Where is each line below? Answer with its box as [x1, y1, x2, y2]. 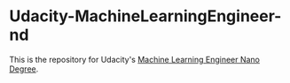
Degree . [9, 64, 39, 74]
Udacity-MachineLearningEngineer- [9, 6, 282, 26]
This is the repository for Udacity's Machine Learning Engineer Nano [9, 54, 260, 64]
